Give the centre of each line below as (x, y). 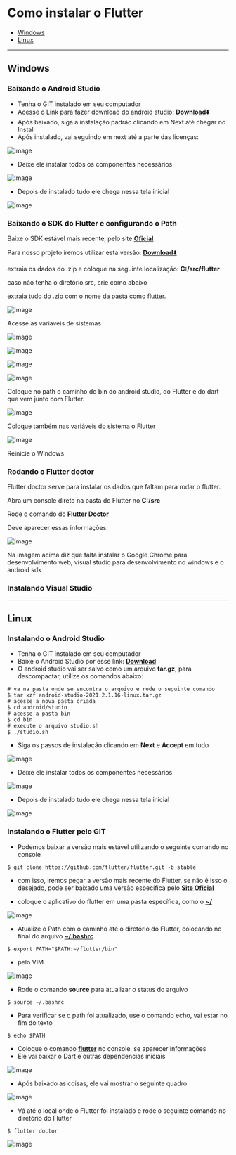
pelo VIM (31, 962)
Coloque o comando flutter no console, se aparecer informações (112, 1048)
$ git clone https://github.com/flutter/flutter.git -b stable (102, 867)
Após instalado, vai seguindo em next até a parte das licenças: (108, 137)
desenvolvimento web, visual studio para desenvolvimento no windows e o (116, 562)
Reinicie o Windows (36, 453)
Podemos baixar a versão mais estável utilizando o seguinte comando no (123, 847)
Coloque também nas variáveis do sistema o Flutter (81, 426)
